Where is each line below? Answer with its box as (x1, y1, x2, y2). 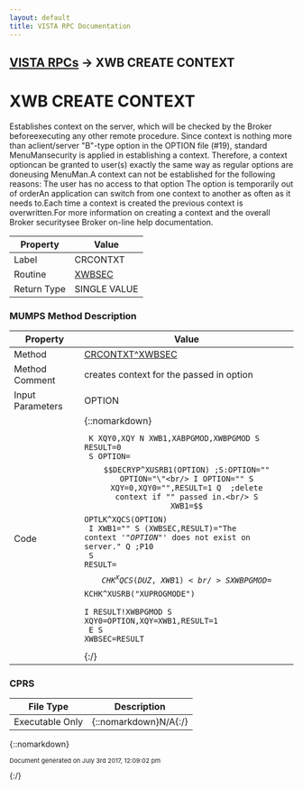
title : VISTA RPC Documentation (9, 22, 131, 31)
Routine (14, 268, 47, 280)
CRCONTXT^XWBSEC (84, 348, 178, 361)
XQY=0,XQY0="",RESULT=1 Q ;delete (110, 483, 263, 493)
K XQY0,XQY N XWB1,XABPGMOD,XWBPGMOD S (88, 434, 260, 444)
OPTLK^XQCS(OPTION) (84, 515, 168, 525)
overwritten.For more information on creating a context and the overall (9, 206, 271, 217)
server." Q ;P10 (84, 542, 154, 552)
